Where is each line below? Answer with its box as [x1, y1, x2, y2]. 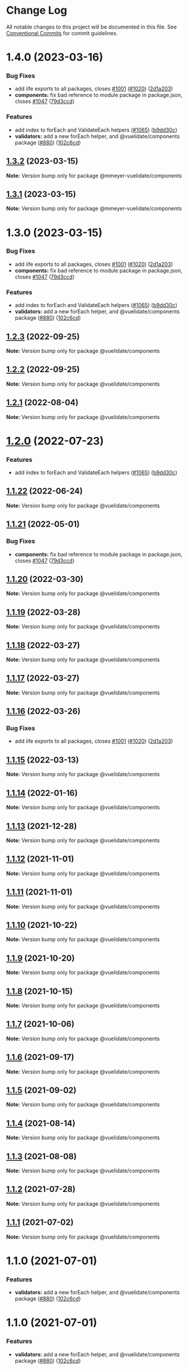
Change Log [6, 4, 67, 17]
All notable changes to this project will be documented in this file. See [6, 23, 177, 30]
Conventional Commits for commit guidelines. [6, 29, 118, 36]
